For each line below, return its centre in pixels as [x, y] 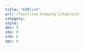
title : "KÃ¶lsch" [23, 9]
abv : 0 [12, 28]
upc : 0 [12, 41]
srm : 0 [12, 37]
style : [12, 23]
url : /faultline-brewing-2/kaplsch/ [42, 14]
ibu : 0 [12, 32]
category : [15, 18]
